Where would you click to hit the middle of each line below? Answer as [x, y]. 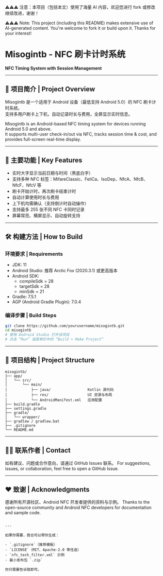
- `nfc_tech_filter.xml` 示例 [35, 555]
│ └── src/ [18, 380]
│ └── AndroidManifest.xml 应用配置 [54, 400]
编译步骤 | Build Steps [31, 315]
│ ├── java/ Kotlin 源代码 [59, 390]
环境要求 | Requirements [34, 254]
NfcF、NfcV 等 [27, 185]
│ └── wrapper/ [23, 417]
